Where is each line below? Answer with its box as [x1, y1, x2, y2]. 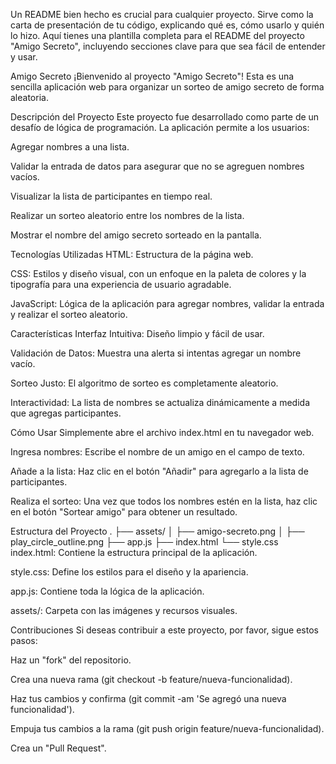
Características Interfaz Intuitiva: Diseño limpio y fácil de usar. [10, 328, 265, 339]
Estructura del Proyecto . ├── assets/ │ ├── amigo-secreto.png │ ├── [10, 525, 305, 537]
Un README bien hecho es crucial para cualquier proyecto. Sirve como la [10, 9, 314, 20]
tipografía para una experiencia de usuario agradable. [10, 279, 232, 290]
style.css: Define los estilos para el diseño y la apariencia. [10, 566, 249, 578]
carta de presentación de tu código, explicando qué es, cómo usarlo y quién [10, 19, 325, 31]
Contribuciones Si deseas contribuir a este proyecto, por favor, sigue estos [10, 624, 319, 636]
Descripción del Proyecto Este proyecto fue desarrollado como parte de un [10, 111, 320, 123]
